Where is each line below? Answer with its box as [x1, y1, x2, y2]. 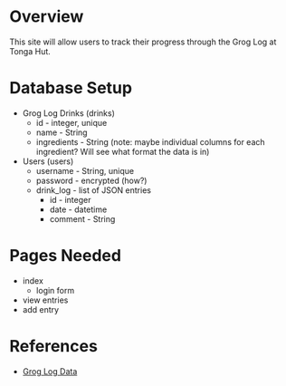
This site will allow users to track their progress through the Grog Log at [9, 36, 277, 47]
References [9, 336, 98, 356]
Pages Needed [9, 246, 122, 266]
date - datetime [49, 204, 108, 215]
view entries [22, 294, 69, 305]
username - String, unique [35, 165, 134, 176]
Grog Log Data [22, 365, 78, 377]
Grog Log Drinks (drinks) [22, 107, 115, 119]
